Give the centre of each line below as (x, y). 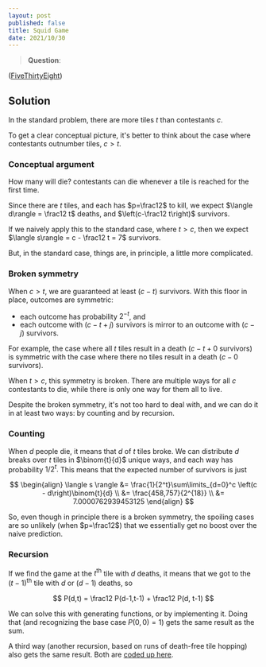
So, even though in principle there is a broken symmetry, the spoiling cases (131, 517)
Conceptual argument (52, 164)
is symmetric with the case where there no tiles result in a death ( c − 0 (123, 357)
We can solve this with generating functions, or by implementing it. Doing (128, 614)
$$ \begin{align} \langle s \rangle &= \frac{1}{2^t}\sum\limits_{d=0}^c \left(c (133, 485)
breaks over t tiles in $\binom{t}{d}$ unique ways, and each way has (121, 460)
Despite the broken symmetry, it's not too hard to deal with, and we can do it (133, 405)
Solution (29, 101)
